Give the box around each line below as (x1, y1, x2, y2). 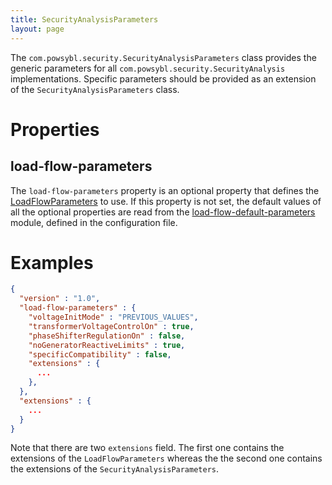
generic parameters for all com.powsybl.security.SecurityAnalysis (10, 62, 286, 74)
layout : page (10, 24, 65, 34)
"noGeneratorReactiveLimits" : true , (28, 340, 186, 350)
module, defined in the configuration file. (10, 216, 178, 228)
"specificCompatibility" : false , (28, 349, 172, 360)
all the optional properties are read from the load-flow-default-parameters (10, 206, 316, 218)
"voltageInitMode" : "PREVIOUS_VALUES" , (28, 312, 199, 323)
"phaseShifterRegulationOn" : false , (28, 331, 186, 341)
